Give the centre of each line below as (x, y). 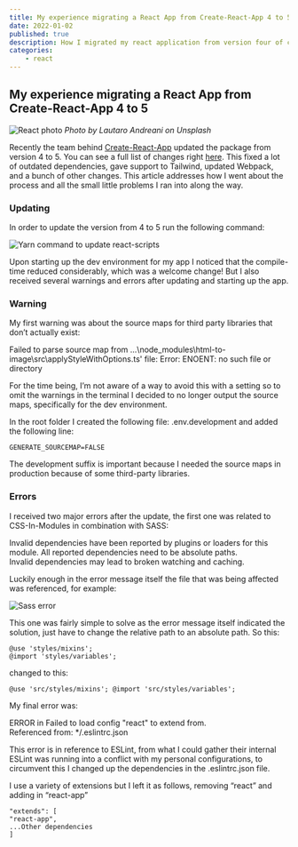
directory (26, 369)
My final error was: (43, 705)
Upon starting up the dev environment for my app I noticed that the (132, 262)
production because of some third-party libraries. (100, 474)
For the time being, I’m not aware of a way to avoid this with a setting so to (145, 386)
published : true (39, 34)
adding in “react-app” (49, 795)
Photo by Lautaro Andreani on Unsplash (138, 130)
